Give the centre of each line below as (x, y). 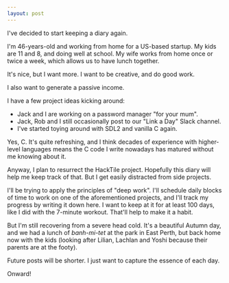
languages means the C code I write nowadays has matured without (118, 149)
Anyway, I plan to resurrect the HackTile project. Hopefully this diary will (109, 169)
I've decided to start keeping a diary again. (68, 33)
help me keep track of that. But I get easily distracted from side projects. (109, 177)
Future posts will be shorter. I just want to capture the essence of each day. (113, 260)
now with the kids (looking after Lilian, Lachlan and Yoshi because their (107, 240)
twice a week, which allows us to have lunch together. (83, 61)
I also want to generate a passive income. (66, 87)
